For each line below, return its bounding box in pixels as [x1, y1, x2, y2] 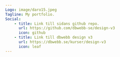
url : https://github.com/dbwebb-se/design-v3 [18, 26, 115, 31]
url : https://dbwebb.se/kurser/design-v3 [18, 40, 106, 45]
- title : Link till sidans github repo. [14, 21, 99, 26]
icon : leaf [18, 44, 41, 49]
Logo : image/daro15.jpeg [5, 7, 57, 12]
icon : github [18, 30, 46, 35]
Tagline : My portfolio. [5, 12, 55, 17]
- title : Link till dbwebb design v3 [14, 35, 93, 40]
